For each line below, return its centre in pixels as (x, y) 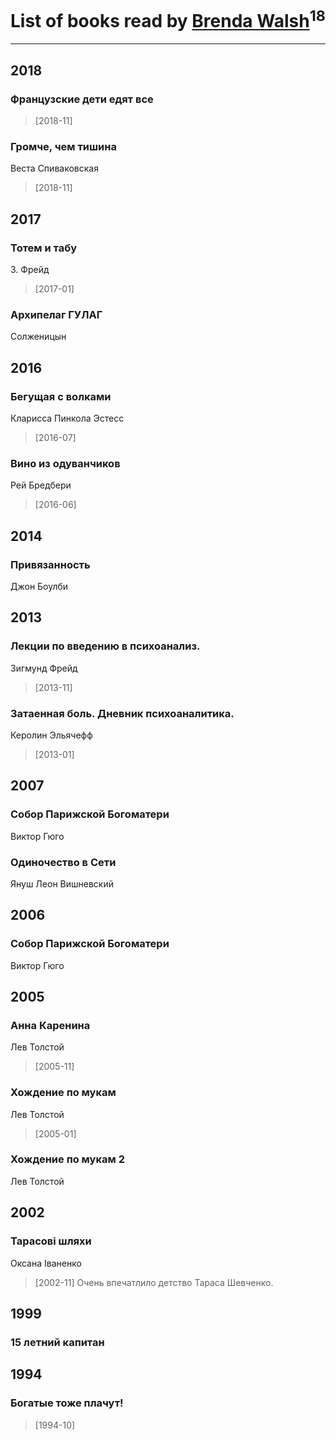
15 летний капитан (57, 1342)
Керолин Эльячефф (51, 735)
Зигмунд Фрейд (44, 668)
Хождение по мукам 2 (67, 1159)
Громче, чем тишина (63, 146)
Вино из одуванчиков (65, 463)
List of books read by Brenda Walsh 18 (168, 19)
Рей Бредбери (41, 485)
